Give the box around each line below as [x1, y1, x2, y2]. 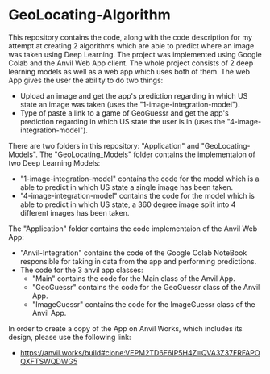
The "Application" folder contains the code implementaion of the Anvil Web [8, 224, 258, 233]
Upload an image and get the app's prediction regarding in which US [19, 90, 248, 100]
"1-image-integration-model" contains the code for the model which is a [19, 174, 260, 183]
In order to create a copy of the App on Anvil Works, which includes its [8, 323, 243, 333]
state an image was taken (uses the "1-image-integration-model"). [19, 99, 240, 109]
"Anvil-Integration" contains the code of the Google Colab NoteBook [19, 248, 247, 258]
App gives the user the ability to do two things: [8, 75, 164, 85]
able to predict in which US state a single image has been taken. [19, 182, 234, 191]
